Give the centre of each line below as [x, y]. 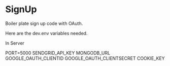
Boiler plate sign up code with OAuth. [44, 23]
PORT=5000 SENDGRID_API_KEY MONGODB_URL [58, 53]
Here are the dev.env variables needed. [46, 33]
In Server [15, 43]
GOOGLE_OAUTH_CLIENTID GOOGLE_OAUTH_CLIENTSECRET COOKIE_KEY [85, 58]
